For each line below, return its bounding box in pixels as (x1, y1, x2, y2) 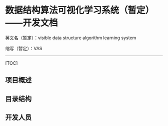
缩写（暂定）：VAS (5, 45, 42, 51)
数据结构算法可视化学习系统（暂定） (5, 5, 154, 16)
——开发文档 (5, 17, 58, 29)
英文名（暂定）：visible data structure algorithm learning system (5, 35, 136, 41)
